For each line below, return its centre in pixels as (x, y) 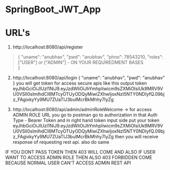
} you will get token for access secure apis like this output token (80, 83)
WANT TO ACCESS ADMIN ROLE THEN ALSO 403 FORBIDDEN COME (79, 158)
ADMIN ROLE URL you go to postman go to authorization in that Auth (85, 115)
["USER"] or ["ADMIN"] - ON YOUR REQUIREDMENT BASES (81, 62)
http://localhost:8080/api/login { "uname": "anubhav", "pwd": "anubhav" (89, 78)
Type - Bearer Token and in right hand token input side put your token (86, 120)
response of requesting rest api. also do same (61, 142)
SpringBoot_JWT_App (53, 9)
